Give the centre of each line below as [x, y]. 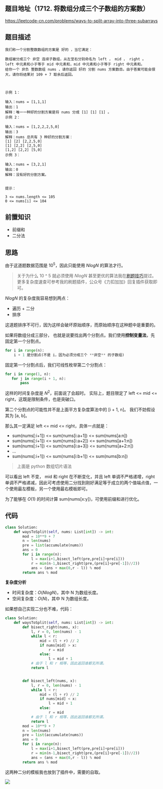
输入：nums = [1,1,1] [26, 102]
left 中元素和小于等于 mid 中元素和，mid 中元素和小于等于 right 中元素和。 [75, 64]
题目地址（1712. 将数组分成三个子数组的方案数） [77, 9]
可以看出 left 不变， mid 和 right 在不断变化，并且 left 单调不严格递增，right [80, 476]
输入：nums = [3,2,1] [26, 164]
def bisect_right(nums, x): [51, 627]
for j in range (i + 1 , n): [39, 378]
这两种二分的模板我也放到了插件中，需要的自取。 [54, 772]
